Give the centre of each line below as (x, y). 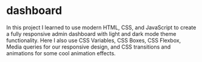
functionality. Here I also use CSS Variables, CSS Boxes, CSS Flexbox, (94, 40)
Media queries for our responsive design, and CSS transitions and (89, 47)
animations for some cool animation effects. (61, 53)
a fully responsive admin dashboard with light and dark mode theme (91, 33)
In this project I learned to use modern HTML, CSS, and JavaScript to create (101, 27)
